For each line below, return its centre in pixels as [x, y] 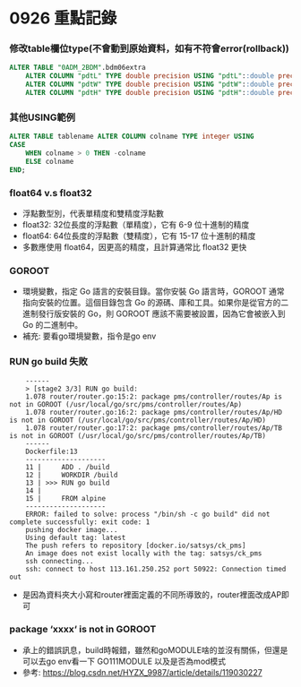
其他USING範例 [43, 117]
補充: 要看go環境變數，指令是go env [89, 336]
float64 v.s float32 [51, 193]
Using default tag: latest [76, 537]
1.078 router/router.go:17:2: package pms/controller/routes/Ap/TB [154, 428]
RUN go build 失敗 [48, 362]
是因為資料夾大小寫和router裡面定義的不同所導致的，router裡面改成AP [152, 594]
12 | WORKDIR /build [72, 475]
